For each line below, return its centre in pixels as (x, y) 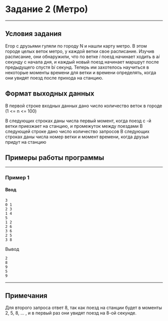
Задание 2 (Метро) (47, 9)
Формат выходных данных (50, 94)
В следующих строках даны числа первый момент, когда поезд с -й (78, 121)
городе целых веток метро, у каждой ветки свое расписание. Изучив (80, 51)
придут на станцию (26, 142)
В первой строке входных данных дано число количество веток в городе (84, 106)
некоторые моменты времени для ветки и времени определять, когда (81, 72)
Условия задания (33, 34)
